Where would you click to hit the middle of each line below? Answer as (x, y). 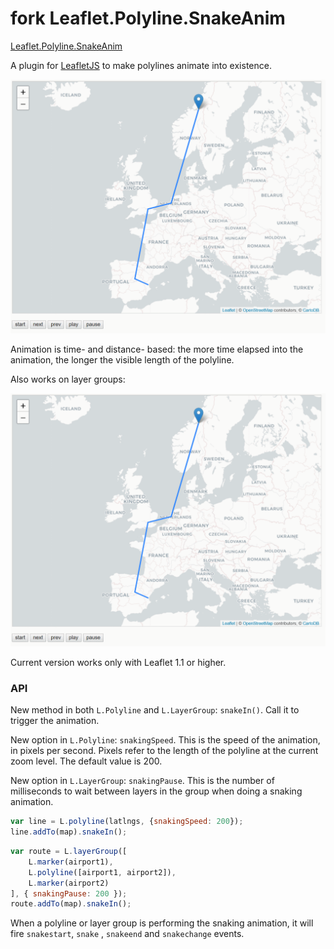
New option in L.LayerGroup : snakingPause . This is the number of (142, 781)
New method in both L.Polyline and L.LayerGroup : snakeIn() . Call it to (155, 710)
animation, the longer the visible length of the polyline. (122, 359)
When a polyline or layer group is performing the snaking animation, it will (162, 923)
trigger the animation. (55, 721)
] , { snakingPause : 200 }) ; (69, 893)
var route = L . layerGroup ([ (69, 852)
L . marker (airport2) (69, 883)
